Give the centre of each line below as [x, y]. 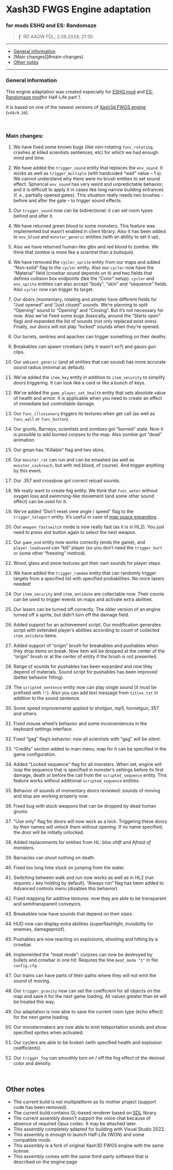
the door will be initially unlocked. [49, 832]
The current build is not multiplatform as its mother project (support [84, 1102]
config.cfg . [25, 966]
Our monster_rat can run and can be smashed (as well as [74, 460]
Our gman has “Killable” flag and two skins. [59, 450]
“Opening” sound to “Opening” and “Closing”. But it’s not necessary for [88, 310]
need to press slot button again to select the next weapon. [75, 532]
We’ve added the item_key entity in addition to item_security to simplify [89, 377]
